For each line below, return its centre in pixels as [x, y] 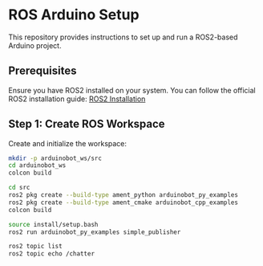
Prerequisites [42, 71]
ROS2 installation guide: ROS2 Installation [77, 99]
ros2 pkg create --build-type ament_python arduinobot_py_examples [123, 195]
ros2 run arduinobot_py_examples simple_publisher [95, 232]
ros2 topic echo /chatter [51, 254]
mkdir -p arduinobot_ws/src [55, 158]
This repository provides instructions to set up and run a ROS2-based [123, 37]
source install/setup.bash [53, 224]
